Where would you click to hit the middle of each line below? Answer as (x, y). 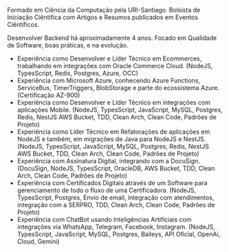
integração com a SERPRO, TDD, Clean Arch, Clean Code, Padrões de (116, 205)
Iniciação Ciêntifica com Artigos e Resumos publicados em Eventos (102, 17)
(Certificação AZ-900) (48, 95)
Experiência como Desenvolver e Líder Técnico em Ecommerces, (109, 59)
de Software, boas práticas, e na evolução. (68, 45)
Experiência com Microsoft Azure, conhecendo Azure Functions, (109, 81)
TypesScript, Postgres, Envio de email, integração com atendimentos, (116, 198)
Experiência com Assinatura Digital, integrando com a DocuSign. (109, 161)
